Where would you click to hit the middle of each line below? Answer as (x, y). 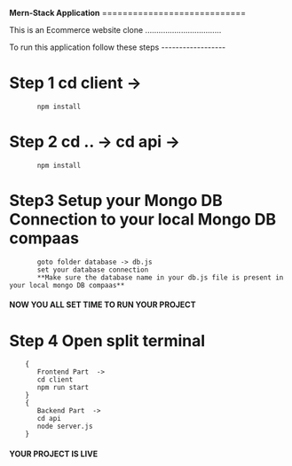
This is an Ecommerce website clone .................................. (115, 30)
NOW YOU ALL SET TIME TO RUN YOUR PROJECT (103, 304)
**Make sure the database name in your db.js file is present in (160, 277)
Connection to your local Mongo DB (143, 220)
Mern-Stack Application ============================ (128, 13)
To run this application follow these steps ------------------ (118, 47)
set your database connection (93, 270)
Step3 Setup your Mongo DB (116, 201)
